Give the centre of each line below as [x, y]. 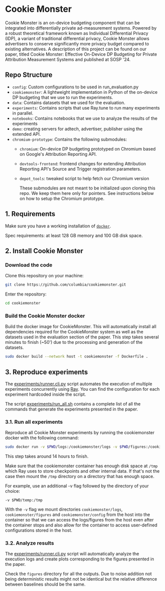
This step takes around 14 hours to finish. [47, 456]
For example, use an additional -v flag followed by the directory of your [77, 486]
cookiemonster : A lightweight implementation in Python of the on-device [85, 92]
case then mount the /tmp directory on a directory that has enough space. [80, 477]
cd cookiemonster [23, 303]
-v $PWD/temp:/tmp [24, 500]
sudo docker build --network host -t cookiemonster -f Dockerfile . [77, 357]
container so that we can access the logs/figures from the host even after [79, 520]
